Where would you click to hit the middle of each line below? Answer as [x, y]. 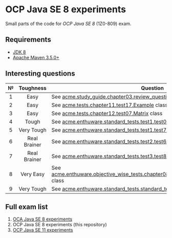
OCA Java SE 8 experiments [42, 219]
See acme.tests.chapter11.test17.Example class [110, 105]
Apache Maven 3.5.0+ [36, 57]
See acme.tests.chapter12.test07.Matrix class [107, 113]
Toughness [33, 88]
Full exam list [27, 207]
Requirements [28, 40]
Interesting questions [40, 73]
